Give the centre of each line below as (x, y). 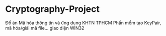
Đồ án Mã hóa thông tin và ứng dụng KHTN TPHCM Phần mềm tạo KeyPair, (83, 23)
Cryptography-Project (52, 9)
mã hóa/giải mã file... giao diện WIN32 (45, 28)
